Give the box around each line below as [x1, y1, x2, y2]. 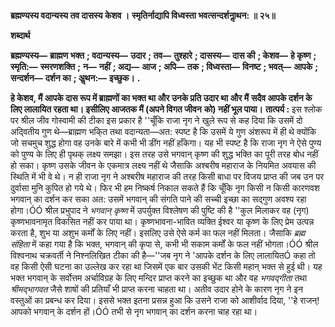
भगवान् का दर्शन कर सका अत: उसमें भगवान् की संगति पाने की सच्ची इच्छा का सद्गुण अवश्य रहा [10, 193, 307, 205]
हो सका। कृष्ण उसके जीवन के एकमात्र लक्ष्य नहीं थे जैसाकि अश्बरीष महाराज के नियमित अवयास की [10, 160, 317, 171]
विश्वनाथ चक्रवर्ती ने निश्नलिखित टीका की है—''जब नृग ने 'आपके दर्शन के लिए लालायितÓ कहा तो [10, 250, 316, 261]
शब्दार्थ [10, 30, 31, 41]
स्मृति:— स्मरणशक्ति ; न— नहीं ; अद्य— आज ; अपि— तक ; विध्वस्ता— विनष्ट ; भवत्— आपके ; [10, 61, 318, 72]
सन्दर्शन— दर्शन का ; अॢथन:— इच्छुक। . [10, 72, 141, 84]
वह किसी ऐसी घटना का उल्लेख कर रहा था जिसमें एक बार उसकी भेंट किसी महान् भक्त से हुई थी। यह [10, 261, 323, 272]
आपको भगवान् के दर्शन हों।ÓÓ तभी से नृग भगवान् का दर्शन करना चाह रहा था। [10, 306, 258, 317]
